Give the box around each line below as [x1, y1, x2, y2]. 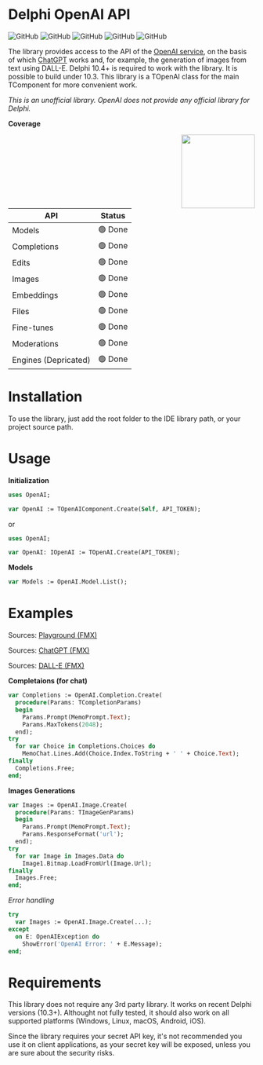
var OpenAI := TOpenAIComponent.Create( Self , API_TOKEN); [8, 505, 201, 513]
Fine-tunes [12, 322, 54, 333]
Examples [8, 605, 74, 622]
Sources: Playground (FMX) [8, 631, 98, 640]
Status [100, 210, 126, 221]
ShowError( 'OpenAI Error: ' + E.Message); [22, 940, 163, 948]
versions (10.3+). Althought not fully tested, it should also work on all [8, 1008, 229, 1018]
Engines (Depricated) [12, 355, 91, 366]
